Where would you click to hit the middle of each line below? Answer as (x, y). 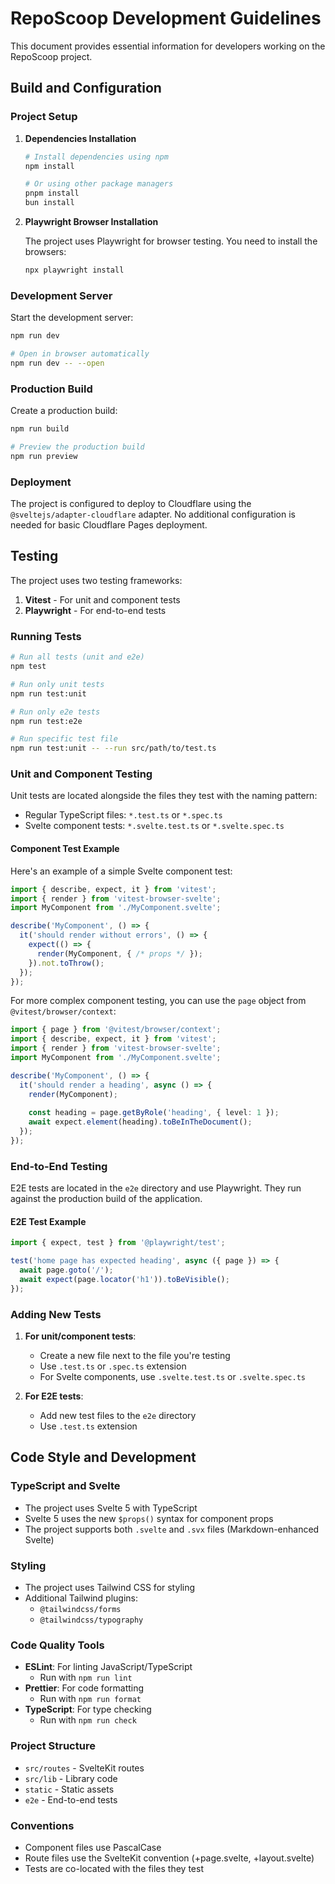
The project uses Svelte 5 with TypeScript (111, 1508)
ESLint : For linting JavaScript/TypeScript (108, 1667)
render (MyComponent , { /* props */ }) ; (119, 953)
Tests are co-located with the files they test (114, 1868)
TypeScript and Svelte (65, 1486)
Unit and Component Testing (81, 774)
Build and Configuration (86, 88)
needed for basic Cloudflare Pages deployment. (109, 525)
